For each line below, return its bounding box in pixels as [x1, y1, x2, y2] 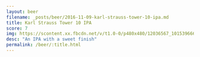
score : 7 [6, 25, 28, 31]
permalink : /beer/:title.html [6, 42, 82, 48]
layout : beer [6, 8, 39, 15]
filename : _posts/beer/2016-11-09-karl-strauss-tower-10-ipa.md [6, 14, 169, 20]
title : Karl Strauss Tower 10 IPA [6, 20, 92, 26]
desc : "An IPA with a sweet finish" [6, 36, 97, 42]
